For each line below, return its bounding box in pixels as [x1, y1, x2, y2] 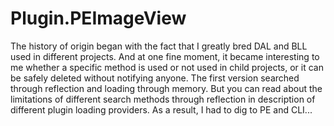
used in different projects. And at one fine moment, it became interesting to [10, 50, 320, 62]
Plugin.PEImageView [10, 7, 187, 30]
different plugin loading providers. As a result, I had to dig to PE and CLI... [10, 103, 313, 116]
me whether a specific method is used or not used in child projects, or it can [10, 61, 324, 73]
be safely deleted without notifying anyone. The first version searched [10, 72, 300, 84]
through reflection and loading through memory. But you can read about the [10, 82, 323, 94]
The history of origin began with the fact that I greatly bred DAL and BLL [10, 40, 308, 52]
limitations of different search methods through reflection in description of [10, 93, 316, 105]
